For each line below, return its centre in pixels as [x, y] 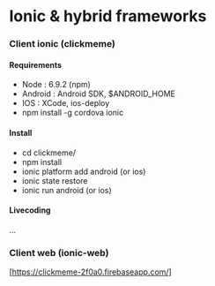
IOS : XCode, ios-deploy [66, 103]
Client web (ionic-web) [59, 252]
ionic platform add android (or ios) [84, 171]
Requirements [36, 64]
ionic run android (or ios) [67, 190]
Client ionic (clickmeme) [63, 44]
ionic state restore [55, 181]
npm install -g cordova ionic [73, 113]
